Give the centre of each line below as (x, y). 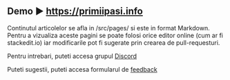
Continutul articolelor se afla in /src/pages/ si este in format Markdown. (108, 28)
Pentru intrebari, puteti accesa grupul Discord (72, 56)
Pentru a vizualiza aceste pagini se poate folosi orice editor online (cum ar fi (115, 35)
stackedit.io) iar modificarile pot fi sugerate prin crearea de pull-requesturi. (114, 42)
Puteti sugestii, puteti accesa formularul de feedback (82, 69)
